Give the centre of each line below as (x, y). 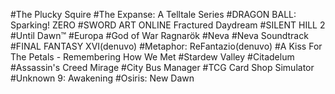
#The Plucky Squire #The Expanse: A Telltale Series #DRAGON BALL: (153, 14)
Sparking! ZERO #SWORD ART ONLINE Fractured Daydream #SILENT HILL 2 (168, 25)
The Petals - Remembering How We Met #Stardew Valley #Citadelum (152, 57)
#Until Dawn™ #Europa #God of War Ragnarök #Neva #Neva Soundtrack (159, 35)
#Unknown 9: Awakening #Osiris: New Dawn (102, 78)
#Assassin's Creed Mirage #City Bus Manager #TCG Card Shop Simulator (162, 67)
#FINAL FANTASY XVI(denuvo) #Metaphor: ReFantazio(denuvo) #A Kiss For (166, 46)
